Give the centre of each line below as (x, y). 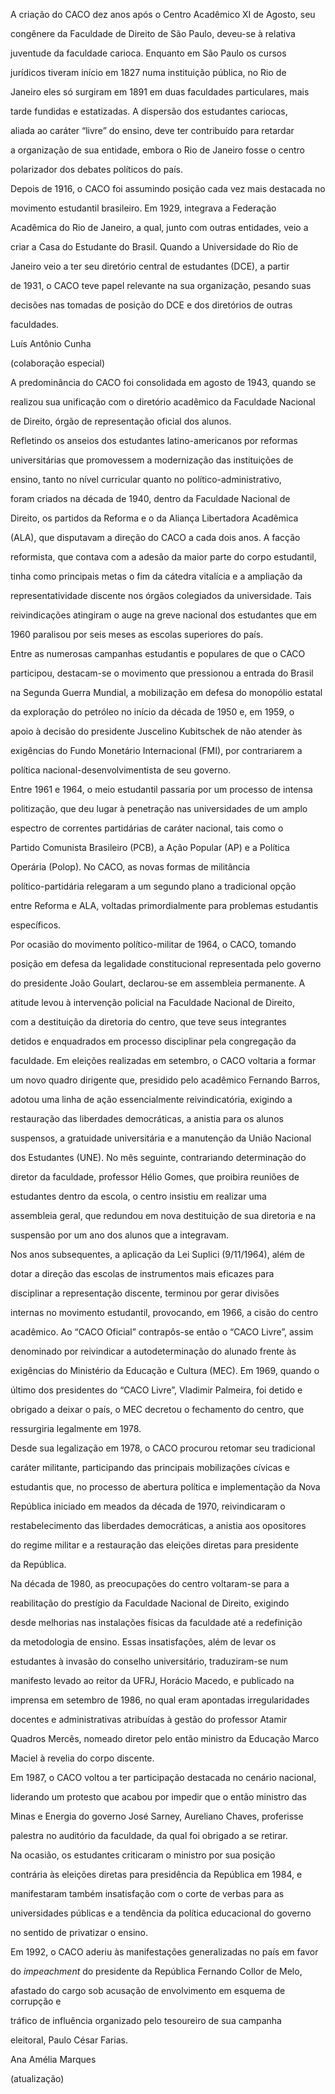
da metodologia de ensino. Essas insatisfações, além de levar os (143, 1642)
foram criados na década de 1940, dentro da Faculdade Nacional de (150, 498)
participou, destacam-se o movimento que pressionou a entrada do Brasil (162, 673)
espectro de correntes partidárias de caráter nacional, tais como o (147, 828)
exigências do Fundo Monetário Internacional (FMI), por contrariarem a (156, 750)
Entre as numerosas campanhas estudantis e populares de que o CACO (158, 653)
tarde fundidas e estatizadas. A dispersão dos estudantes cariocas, (149, 111)
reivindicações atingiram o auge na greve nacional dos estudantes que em (163, 615)
